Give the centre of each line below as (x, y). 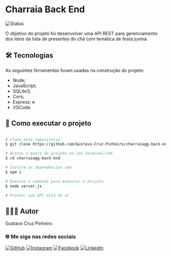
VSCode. (22, 107)
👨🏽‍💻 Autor (22, 211)
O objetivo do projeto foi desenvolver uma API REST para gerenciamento (81, 33)
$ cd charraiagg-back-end (33, 158)
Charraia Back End (45, 9)
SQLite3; (22, 91)
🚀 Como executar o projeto (48, 123)
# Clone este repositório (33, 139)
